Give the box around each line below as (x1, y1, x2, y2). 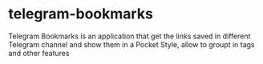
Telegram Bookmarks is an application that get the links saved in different (8, 31, 251, 41)
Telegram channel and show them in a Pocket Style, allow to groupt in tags (8, 39, 255, 49)
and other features (8, 48, 70, 58)
